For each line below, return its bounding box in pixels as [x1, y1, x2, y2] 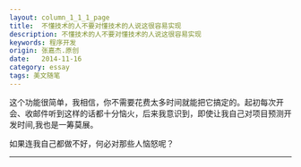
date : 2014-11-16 [9, 54, 82, 63]
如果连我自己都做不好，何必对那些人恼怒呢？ [9, 138, 175, 148]
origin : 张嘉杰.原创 [9, 46, 79, 55]
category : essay [9, 63, 70, 72]
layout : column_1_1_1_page [9, 13, 110, 22]
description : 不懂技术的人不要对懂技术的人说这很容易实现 [9, 29, 202, 38]
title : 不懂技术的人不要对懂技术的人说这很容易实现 [9, 21, 182, 30]
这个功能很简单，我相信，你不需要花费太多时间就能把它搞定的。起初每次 [9, 96, 276, 107]
